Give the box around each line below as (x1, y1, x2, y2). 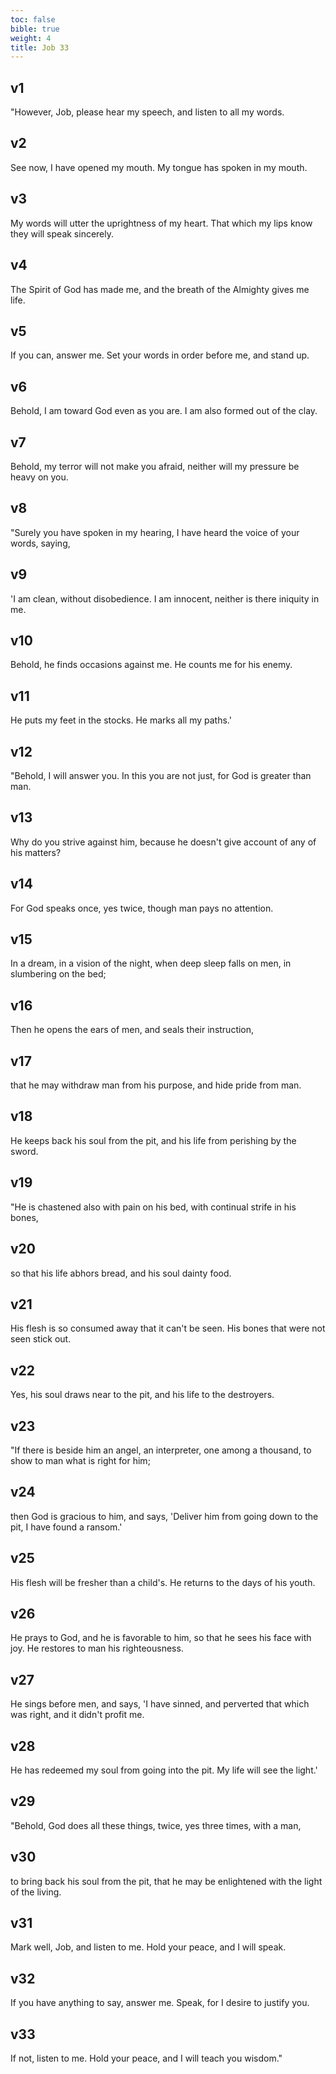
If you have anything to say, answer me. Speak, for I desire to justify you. (10, 1997, 310, 2009)
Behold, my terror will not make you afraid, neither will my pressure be (10, 460, 300, 472)
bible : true (10, 24, 60, 34)
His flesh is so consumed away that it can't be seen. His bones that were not (10, 1322, 326, 1335)
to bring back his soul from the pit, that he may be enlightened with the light (10, 1875, 323, 1887)
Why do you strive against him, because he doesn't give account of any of (10, 836, 317, 848)
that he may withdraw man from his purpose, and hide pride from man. (10, 1079, 302, 1091)
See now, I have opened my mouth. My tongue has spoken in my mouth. (10, 161, 308, 173)
